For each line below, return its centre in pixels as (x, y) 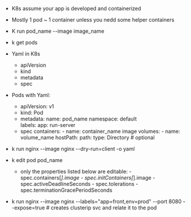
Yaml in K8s (26, 54)
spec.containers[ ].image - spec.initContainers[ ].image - (88, 178)
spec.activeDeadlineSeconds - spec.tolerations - (79, 184)
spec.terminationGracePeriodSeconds (66, 190)
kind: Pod (32, 113)
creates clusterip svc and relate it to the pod (104, 208)
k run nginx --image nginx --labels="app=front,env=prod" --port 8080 (97, 201)
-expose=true (28, 208)
